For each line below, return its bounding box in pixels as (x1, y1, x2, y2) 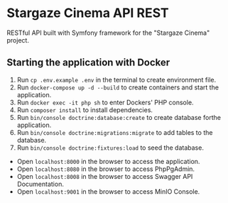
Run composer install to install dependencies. (16, 105, 153, 114)
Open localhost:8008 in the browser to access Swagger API (16, 172, 193, 180)
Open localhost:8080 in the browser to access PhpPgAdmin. (16, 165, 195, 173)
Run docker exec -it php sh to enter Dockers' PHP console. (16, 98, 194, 106)
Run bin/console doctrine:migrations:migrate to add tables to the (16, 128, 213, 136)
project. (6, 35, 30, 44)
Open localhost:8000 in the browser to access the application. (16, 157, 200, 165)
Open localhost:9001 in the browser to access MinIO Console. (16, 187, 200, 196)
